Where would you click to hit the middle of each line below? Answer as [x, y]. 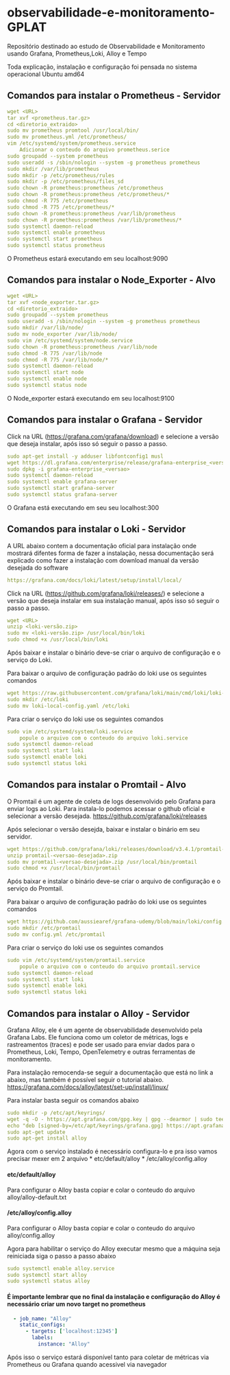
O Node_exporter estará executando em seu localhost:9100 [91, 398]
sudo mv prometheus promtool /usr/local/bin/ [73, 131]
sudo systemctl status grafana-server [62, 495]
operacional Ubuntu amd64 [46, 74]
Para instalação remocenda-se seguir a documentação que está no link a [110, 1072]
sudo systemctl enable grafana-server [62, 482]
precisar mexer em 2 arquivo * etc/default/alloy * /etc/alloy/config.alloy [107, 1159]
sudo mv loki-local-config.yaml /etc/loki [68, 706]
